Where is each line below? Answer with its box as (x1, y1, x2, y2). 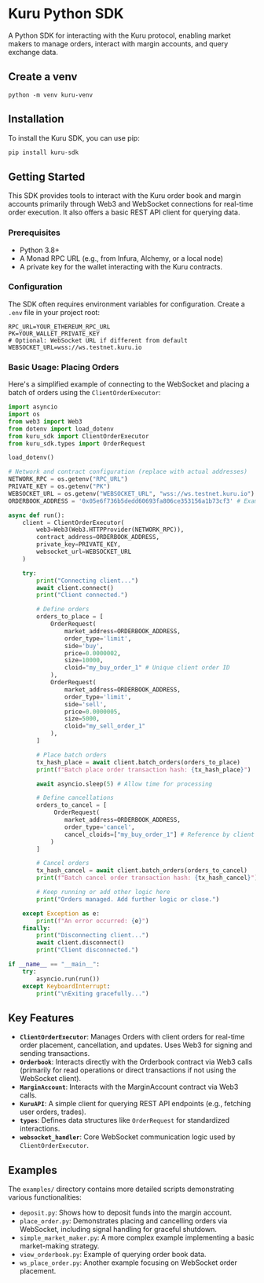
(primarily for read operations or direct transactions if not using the (19, 1065, 236, 1075)
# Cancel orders (36, 860, 90, 867)
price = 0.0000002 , (64, 649, 122, 657)
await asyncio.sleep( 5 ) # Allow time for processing (36, 779, 213, 788)
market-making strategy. (19, 1241, 100, 1251)
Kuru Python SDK (8, 5, 124, 23)
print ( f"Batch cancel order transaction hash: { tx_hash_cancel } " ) (36, 874, 258, 882)
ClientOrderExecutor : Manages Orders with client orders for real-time (19, 1032, 245, 1042)
